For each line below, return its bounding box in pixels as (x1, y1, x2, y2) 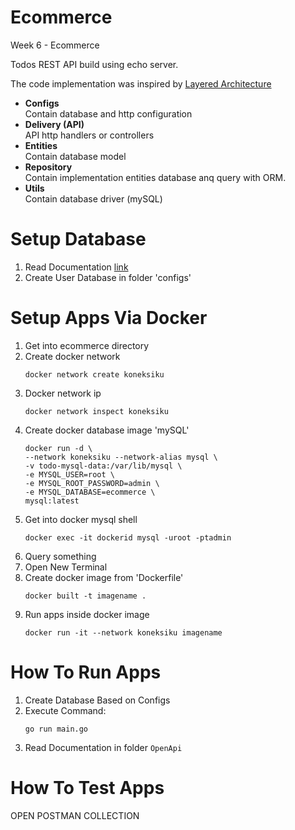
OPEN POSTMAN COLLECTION (10, 809, 140, 821)
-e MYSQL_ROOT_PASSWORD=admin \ (24, 478, 160, 488)
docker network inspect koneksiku (24, 406, 169, 416)
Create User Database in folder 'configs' (24, 271, 192, 283)
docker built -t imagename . (24, 591, 147, 601)
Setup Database (10, 228, 147, 251)
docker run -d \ (24, 443, 93, 453)
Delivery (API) (24, 118, 85, 130)
